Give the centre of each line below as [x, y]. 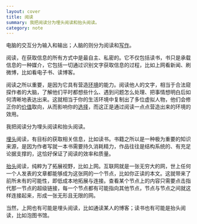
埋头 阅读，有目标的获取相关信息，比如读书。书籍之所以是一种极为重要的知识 [98, 139]
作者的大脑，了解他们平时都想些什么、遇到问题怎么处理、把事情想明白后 [98, 92]
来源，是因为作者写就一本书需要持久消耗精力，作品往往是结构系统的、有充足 [98, 147]
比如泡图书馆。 [34, 215]
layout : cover [23, 11]
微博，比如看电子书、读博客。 [42, 72]
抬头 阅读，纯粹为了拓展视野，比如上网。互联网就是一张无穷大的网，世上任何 [98, 166]
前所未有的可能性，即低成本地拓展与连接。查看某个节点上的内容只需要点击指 [98, 181]
